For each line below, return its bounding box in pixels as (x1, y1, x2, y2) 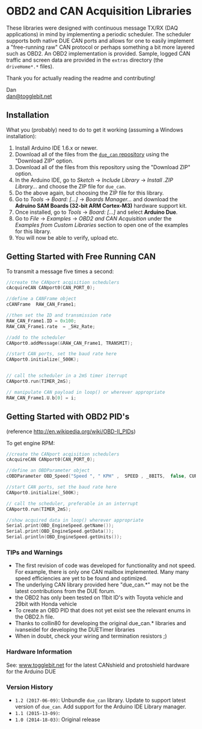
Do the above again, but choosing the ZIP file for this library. (14, 189, 164, 196)
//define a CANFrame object (6, 296, 77, 302)
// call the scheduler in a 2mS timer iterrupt (6, 373, 128, 379)
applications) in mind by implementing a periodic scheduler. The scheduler (6, 30, 191, 37)
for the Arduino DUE (6, 667, 56, 675)
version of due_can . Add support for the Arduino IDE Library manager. (14, 702, 186, 710)
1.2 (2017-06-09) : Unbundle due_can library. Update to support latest (14, 696, 186, 704)
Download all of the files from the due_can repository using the (14, 150, 170, 158)
